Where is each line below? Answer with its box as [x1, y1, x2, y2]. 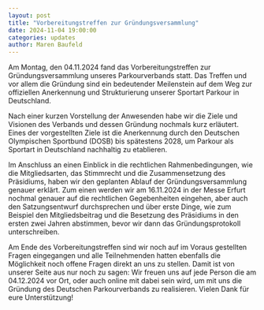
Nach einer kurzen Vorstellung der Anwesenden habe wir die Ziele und [8, 111, 238, 121]
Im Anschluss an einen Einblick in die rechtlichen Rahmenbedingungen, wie [8, 160, 254, 170]
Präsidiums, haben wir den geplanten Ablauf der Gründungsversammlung [8, 177, 247, 186]
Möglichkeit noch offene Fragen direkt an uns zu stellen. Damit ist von [8, 260, 235, 269]
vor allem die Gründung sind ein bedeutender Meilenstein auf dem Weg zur [8, 80, 252, 89]
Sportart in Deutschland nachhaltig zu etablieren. [8, 145, 168, 155]
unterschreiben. [8, 227, 60, 237]
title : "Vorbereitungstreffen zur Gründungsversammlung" [8, 19, 199, 27]
